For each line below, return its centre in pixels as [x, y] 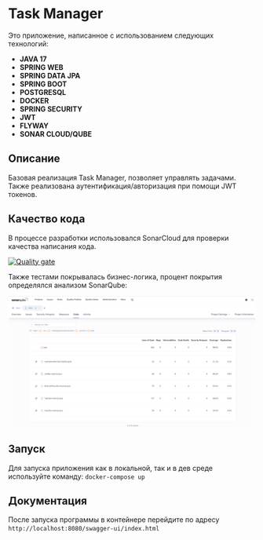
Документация [48, 501]
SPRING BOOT [43, 84]
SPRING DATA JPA [50, 75]
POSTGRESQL [43, 92]
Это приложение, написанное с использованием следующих [111, 35]
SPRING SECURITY [51, 109]
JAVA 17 [33, 59]
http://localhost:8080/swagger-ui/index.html [84, 529]
